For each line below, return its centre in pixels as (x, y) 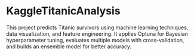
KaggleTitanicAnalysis (63, 11)
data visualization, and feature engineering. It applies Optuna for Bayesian (97, 33)
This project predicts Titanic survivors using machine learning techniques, (97, 27)
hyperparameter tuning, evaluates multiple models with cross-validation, (95, 40)
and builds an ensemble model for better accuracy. (69, 46)
